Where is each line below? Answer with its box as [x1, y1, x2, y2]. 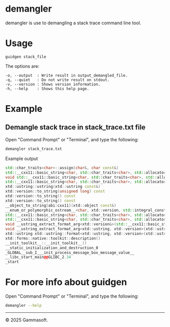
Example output [5, 155, 38, 161]
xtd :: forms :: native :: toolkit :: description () [5, 236, 101, 241]
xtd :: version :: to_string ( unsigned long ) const [5, 189, 105, 194]
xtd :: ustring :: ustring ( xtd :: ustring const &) [5, 184, 101, 189]
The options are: [5, 63, 39, 69]
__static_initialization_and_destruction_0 [5, 245, 99, 251]
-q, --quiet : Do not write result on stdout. [5, 77, 110, 83]
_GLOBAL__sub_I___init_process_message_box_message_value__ [5, 250, 135, 255]
